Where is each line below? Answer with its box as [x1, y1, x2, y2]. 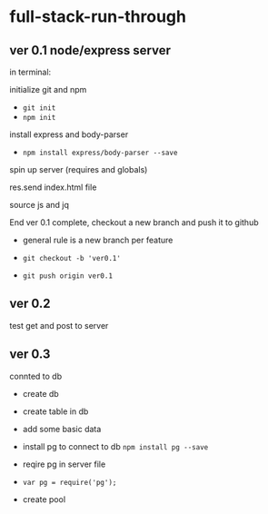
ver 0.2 [9, 296, 52, 311]
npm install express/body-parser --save [22, 148, 178, 157]
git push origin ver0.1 [22, 272, 114, 281]
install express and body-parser [9, 129, 129, 140]
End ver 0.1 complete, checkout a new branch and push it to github [9, 217, 259, 228]
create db [22, 388, 59, 399]
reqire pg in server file [22, 459, 106, 470]
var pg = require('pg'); [22, 478, 117, 487]
